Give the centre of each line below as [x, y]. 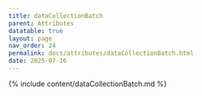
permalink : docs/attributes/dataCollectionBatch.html [101, 53]
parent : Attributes [41, 23]
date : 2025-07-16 [38, 61]
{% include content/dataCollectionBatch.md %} [88, 83]
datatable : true [36, 31]
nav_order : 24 [32, 46]
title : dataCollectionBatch [56, 16]
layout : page [30, 38]
